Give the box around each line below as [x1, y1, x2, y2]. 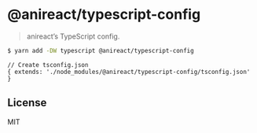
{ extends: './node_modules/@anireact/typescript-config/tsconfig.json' [7, 68, 251, 76]
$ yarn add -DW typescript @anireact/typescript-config [7, 46, 194, 54]
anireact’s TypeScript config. [26, 31, 120, 41]
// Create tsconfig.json [7, 61, 89, 68]
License [7, 96, 47, 109]
